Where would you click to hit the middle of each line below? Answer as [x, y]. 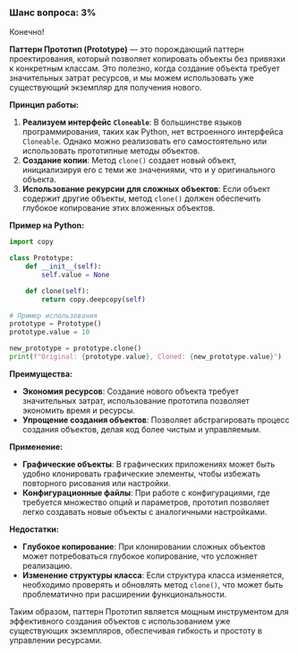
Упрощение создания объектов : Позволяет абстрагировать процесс [156, 420]
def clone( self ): [58, 291]
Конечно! [27, 32]
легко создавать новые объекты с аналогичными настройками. [145, 511]
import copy [31, 242]
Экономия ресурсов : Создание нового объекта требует [131, 391]
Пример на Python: [47, 225]
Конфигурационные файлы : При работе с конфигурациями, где [146, 493]
